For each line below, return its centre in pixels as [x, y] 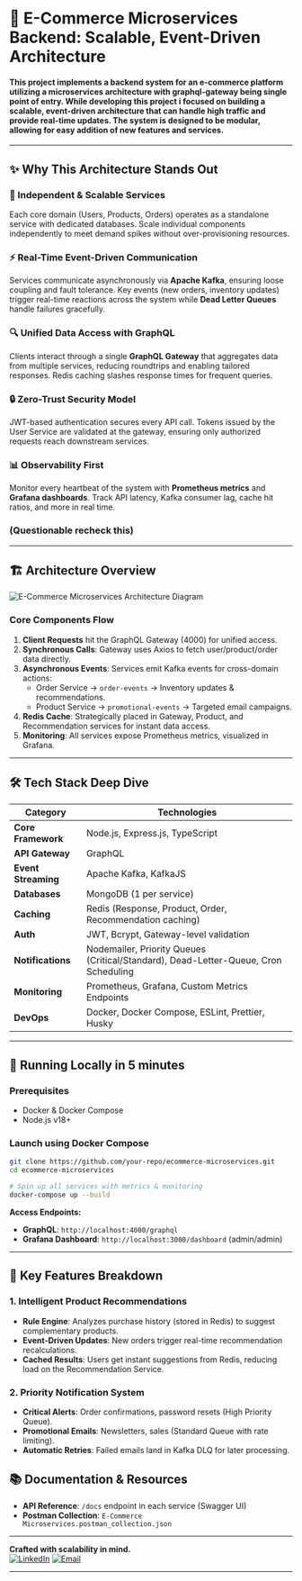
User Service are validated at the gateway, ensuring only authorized [135, 431]
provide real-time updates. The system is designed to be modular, [135, 120]
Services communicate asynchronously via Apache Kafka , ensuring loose [147, 280]
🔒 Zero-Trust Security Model [73, 399]
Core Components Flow [62, 620]
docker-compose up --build [60, 1195]
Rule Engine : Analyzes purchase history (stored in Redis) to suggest [149, 1321]
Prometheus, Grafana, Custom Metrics [167, 987]
